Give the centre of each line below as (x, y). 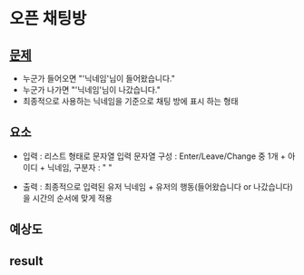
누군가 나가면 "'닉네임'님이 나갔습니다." (92, 90)
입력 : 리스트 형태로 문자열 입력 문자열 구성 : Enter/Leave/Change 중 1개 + (154, 156)
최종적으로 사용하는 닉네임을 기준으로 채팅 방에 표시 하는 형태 (130, 101)
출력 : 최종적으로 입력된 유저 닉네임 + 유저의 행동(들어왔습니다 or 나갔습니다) (157, 186)
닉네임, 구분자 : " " (79, 167)
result (26, 261)
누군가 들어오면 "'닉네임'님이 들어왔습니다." (98, 79)
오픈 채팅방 (48, 19)
